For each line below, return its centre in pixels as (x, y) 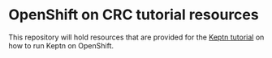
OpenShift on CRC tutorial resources (134, 15)
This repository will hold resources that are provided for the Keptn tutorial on (136, 37)
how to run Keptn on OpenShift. (61, 45)
